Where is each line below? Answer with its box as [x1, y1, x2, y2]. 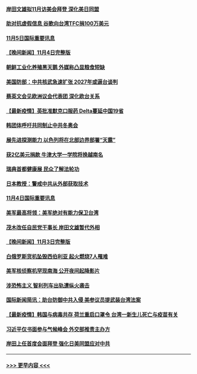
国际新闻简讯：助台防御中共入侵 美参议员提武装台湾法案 [6, 296, 141, 303]
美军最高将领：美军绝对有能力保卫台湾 [6, 209, 98, 216]
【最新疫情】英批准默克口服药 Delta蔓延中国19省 [6, 107, 124, 114]
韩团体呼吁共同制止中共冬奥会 [6, 122, 78, 129]
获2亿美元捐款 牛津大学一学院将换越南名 [6, 151, 104, 158]
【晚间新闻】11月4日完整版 [6, 49, 71, 56]
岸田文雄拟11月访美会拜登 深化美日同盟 [6, 5, 100, 12]
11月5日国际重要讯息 [6, 34, 55, 41]
